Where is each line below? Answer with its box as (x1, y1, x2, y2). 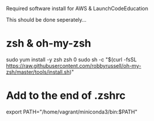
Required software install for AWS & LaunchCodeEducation (6, 5, 148, 12)
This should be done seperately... (6, 16, 87, 23)
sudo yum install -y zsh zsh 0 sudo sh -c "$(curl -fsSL (6, 56, 137, 63)
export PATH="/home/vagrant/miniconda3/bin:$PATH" (6, 108, 138, 115)
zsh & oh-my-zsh (6, 37, 91, 50)
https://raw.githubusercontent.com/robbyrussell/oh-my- (6, 62, 142, 69)
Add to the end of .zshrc (6, 89, 126, 102)
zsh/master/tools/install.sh (6, 68, 70, 75)
